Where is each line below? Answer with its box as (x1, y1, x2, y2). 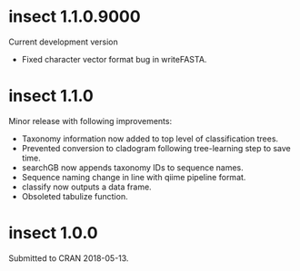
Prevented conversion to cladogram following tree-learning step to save (21, 142, 292, 153)
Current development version (8, 36, 119, 47)
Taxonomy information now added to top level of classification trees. (21, 133, 279, 144)
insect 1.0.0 (8, 223, 98, 244)
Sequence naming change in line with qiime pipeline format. (21, 171, 246, 182)
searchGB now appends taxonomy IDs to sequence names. (21, 161, 244, 173)
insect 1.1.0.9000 (8, 6, 142, 27)
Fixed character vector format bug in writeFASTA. (21, 53, 207, 64)
